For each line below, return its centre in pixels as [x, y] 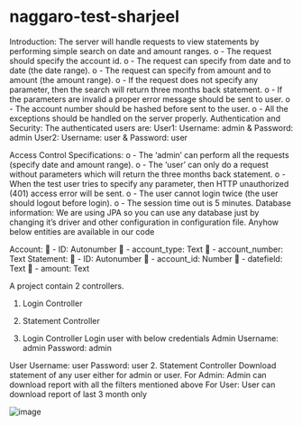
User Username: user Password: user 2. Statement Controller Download [143, 365]
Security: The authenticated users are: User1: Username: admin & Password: [151, 127]
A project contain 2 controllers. [67, 285]
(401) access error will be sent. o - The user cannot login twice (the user [144, 193]
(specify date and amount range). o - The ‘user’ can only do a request [139, 164]
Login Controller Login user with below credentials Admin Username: [151, 338]
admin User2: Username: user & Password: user [98, 137]
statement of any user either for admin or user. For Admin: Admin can [138, 375]
